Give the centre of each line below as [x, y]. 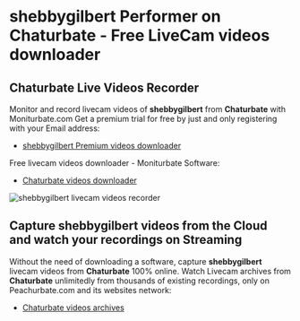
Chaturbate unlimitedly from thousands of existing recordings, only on [140, 281]
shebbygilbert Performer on [115, 17]
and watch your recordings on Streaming [126, 240]
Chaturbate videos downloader [79, 180]
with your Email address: [55, 128]
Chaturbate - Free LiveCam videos [140, 35]
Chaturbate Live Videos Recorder [104, 87]
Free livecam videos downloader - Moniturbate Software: [115, 163]
